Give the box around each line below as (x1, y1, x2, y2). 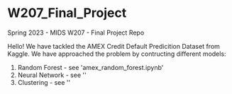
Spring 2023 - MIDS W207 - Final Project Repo (7, 28, 145, 37)
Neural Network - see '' (17, 71, 87, 79)
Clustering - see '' (17, 78, 71, 86)
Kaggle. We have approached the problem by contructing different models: (7, 49, 226, 58)
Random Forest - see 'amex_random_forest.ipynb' (17, 63, 164, 71)
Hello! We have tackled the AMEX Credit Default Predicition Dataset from (7, 42, 220, 50)
